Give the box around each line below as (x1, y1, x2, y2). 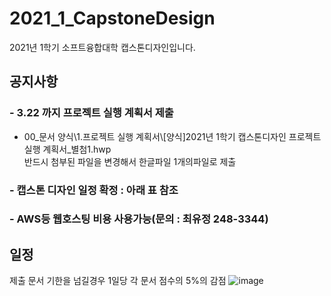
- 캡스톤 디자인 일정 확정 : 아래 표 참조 (9, 183, 179, 197)
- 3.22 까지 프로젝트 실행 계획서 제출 (9, 106, 174, 120)
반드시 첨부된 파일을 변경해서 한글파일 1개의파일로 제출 (23, 155, 237, 167)
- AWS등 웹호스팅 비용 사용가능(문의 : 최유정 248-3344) (9, 212, 269, 226)
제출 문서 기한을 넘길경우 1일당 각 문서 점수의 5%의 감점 (9, 275, 227, 287)
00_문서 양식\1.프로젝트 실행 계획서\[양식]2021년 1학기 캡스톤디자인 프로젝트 (23, 130, 322, 142)
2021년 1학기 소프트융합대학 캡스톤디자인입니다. (9, 41, 196, 53)
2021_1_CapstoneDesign (9, 7, 216, 30)
